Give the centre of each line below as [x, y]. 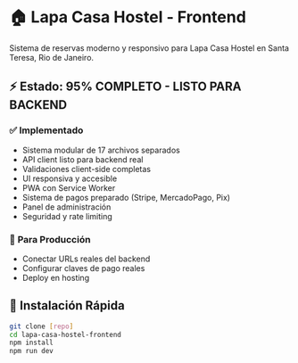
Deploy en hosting [56, 277]
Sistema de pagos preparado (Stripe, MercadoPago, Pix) [126, 197]
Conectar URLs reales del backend [86, 259]
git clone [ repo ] [41, 326]
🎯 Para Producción [50, 239]
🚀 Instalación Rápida [67, 305]
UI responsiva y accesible [70, 178]
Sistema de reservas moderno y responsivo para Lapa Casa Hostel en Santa [149, 48]
